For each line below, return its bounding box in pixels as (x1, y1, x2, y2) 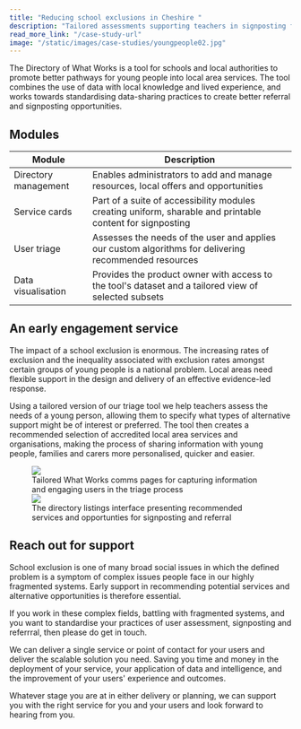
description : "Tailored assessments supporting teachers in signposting (9, 22, 287, 30)
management (13, 180, 70, 193)
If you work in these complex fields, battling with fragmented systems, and (9, 607, 285, 619)
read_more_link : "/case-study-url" (9, 30, 142, 39)
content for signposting (92, 217, 191, 230)
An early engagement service (9, 321, 179, 336)
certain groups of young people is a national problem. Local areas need (9, 364, 273, 375)
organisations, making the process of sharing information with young (9, 438, 264, 449)
